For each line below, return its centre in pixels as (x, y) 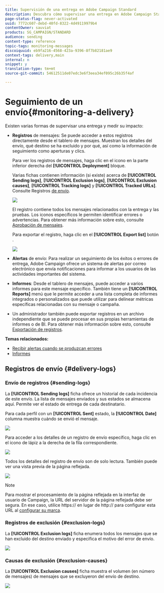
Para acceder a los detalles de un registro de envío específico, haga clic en (81, 437)
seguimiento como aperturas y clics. (49, 151)
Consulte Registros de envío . (41, 190)
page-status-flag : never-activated (41, 19)
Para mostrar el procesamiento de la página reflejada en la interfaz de (75, 495)
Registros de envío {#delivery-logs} (61, 369)
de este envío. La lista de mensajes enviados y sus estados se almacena (78, 399)
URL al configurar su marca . (33, 510)
